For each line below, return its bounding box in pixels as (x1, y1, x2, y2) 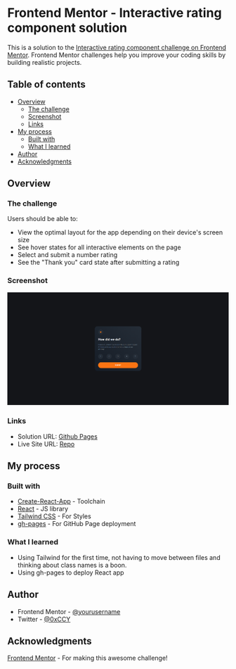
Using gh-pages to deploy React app (17, 568, 124, 577)
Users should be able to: (7, 215, 79, 223)
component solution (7, 20, 128, 36)
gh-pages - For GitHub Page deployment (17, 520, 136, 528)
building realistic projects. (7, 58, 82, 66)
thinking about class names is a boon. (17, 561, 127, 569)
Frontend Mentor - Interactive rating (7, 5, 223, 21)
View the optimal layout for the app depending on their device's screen (17, 228, 223, 237)
